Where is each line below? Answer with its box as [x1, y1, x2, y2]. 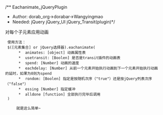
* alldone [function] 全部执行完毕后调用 [18, 92, 101, 97]
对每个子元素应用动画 [5, 29, 49, 35]
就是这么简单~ [16, 106, 41, 111]
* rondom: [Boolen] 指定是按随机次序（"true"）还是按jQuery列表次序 [18, 76, 153, 81]
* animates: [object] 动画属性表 [18, 50, 86, 55]
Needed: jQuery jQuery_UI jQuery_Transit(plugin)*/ [12, 19, 115, 25]
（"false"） [5, 82, 28, 86]
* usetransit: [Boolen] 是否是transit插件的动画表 [18, 56, 120, 60]
